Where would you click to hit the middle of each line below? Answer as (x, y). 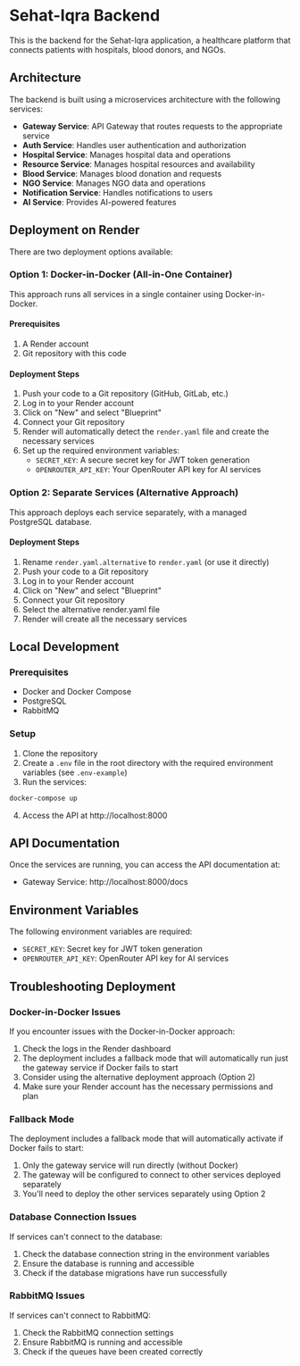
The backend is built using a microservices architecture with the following (145, 99)
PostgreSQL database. (50, 521)
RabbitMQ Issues (47, 1295)
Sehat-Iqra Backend (85, 16)
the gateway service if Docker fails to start (100, 1067)
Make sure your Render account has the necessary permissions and (148, 1087)
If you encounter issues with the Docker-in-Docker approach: (122, 1031)
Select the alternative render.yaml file (91, 609)
